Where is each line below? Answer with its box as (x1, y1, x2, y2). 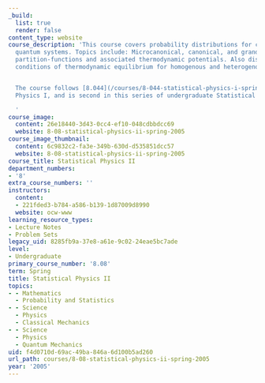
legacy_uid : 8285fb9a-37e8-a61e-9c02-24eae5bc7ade (8, 238, 178, 246)
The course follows (15, 84, 80, 92)
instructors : (8, 186, 51, 194)
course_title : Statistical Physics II (8, 157, 136, 165)
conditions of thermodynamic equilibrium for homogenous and (15, 63, 221, 71)
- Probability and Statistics (15, 297, 114, 305)
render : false (15, 26, 62, 34)
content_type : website (8, 33, 83, 42)
